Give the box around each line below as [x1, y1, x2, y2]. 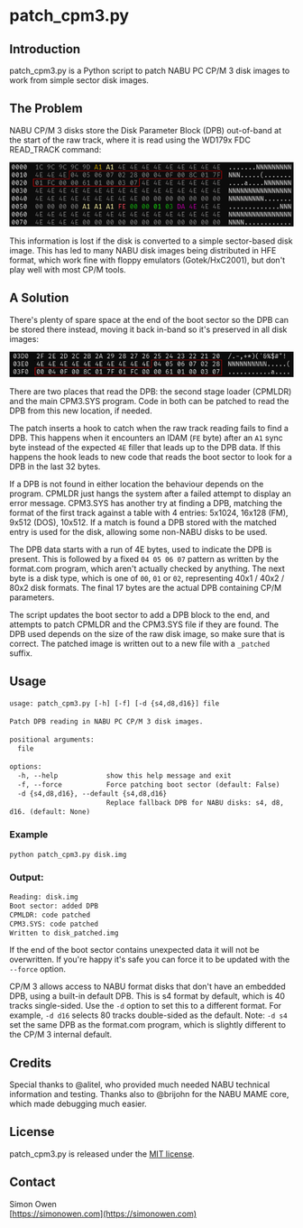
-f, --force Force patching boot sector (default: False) [17, 780, 280, 789]
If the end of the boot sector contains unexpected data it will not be [9, 945, 260, 956]
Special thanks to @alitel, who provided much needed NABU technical [9, 1079, 271, 1090]
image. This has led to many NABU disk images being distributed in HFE [9, 245, 277, 255]
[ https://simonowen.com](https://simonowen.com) [9, 1208, 197, 1219]
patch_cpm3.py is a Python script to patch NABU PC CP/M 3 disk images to [9, 65, 290, 76]
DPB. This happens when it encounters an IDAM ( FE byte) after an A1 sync [9, 432, 284, 443]
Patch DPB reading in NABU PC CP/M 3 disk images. [9, 716, 204, 726]
